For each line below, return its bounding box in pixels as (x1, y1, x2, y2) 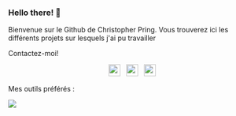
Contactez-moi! (8, 49, 59, 58)
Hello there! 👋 (8, 7, 61, 18)
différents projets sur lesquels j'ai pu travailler (8, 33, 156, 43)
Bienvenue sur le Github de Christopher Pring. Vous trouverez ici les (8, 25, 229, 35)
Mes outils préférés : (8, 84, 75, 94)
